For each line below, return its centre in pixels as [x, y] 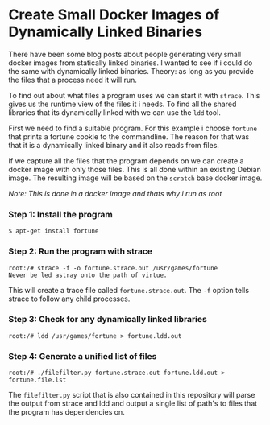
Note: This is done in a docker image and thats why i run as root [115, 193]
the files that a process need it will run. [73, 80]
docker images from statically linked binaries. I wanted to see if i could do [131, 63]
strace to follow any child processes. [69, 299]
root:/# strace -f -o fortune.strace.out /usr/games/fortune [113, 268]
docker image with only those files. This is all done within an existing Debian [135, 169]
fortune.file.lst [37, 380]
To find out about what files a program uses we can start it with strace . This [134, 95]
